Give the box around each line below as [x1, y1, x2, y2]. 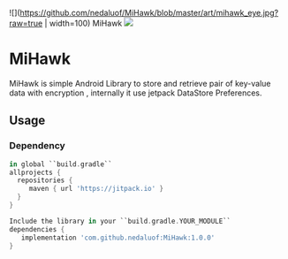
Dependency [9, 140, 66, 152]
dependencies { [9, 225, 65, 233]
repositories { [17, 176, 73, 185]
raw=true [9, 18, 43, 28]
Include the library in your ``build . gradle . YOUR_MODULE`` [9, 217, 231, 225]
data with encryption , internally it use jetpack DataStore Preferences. [9, 88, 262, 98]
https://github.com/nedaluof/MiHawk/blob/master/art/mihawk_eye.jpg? [19, 8, 279, 18]
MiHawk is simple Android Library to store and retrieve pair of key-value [9, 78, 271, 88]
